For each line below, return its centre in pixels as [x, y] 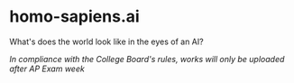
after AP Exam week [47, 69]
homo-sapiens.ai [74, 17]
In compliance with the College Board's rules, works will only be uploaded [147, 59]
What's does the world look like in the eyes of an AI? [107, 41]
